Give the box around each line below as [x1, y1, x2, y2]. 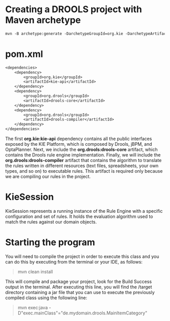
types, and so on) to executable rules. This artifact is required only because [5, 168, 163, 174]
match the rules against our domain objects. [5, 218, 97, 224]
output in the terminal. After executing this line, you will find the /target [5, 283, 152, 290]
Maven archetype [5, 14, 81, 26]
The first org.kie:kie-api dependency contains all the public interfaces [5, 136, 152, 142]
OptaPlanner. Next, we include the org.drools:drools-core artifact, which [5, 146, 158, 152]
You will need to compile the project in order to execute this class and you [5, 253, 159, 260]
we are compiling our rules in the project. [5, 174, 91, 179]
